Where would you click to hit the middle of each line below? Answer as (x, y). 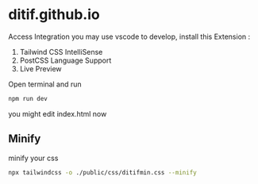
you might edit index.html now (58, 113)
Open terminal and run (45, 84)
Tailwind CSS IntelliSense (61, 52)
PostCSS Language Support (65, 60)
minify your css (33, 158)
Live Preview (40, 68)
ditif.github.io (54, 15)
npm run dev (28, 98)
